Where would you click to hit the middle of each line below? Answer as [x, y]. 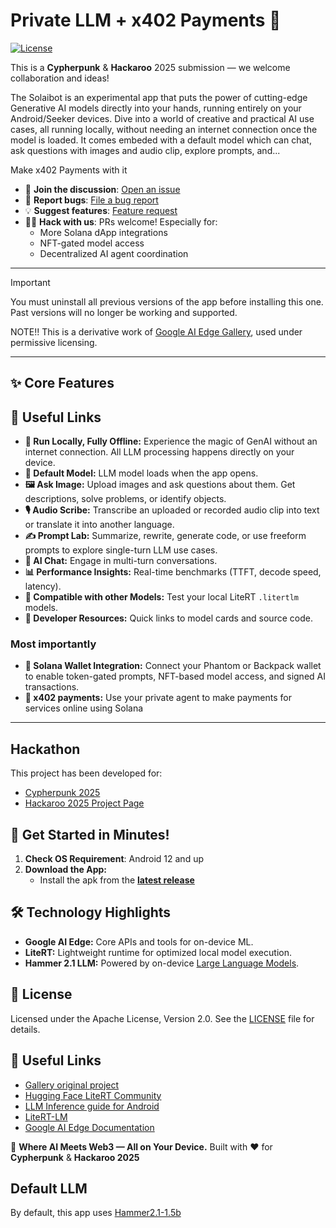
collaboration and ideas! [60, 78]
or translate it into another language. [99, 525]
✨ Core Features [62, 383]
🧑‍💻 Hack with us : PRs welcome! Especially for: [121, 221]
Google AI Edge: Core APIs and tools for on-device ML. [139, 941]
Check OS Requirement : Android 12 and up [114, 859]
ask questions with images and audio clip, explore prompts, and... [145, 150]
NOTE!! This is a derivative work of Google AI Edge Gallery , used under [156, 331]
